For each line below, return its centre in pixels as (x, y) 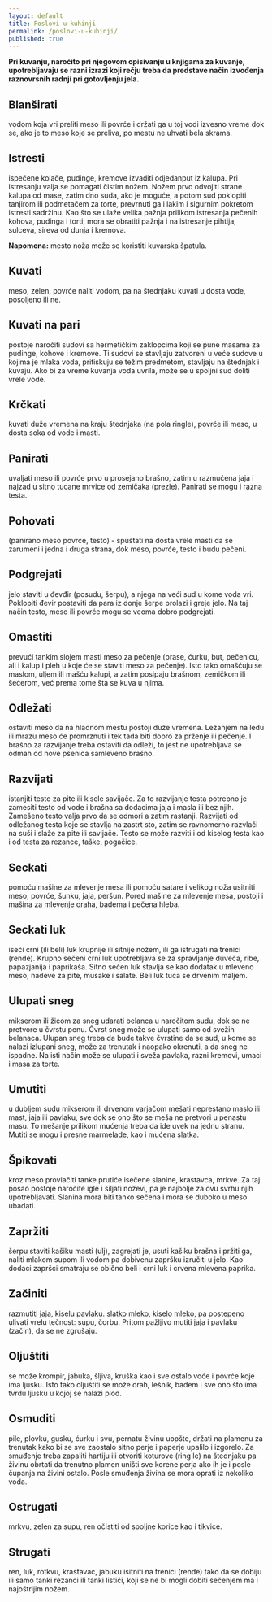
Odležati (30, 708)
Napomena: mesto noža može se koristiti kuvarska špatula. (108, 246)
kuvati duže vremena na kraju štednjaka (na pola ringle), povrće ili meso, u (133, 424)
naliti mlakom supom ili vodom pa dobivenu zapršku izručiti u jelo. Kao (126, 1260)
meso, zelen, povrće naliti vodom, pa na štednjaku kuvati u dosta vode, (127, 290)
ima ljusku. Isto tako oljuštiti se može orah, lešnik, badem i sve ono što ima (133, 1384)
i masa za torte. (35, 1064)
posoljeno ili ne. (35, 299)
